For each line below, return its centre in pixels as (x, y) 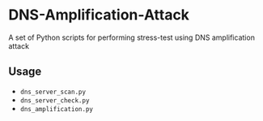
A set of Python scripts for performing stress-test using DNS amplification (131, 37)
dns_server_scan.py (53, 92)
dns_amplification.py (56, 109)
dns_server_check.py (55, 100)
